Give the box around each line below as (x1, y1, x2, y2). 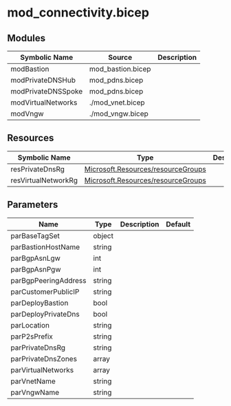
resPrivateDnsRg (10, 164, 65, 173)
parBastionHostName (10, 242, 80, 252)
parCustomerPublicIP (10, 287, 80, 297)
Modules (7, 32, 46, 44)
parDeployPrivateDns (10, 309, 80, 319)
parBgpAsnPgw (10, 264, 61, 274)
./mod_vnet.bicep (89, 98, 146, 107)
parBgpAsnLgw (10, 253, 60, 263)
